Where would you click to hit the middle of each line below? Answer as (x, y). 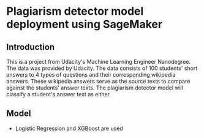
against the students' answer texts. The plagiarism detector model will (95, 88)
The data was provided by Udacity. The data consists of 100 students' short (102, 68)
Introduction (31, 47)
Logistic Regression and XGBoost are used (69, 128)
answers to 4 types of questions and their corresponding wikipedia (91, 75)
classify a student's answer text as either (58, 94)
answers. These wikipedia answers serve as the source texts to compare (98, 81)
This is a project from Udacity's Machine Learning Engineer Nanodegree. (99, 62)
